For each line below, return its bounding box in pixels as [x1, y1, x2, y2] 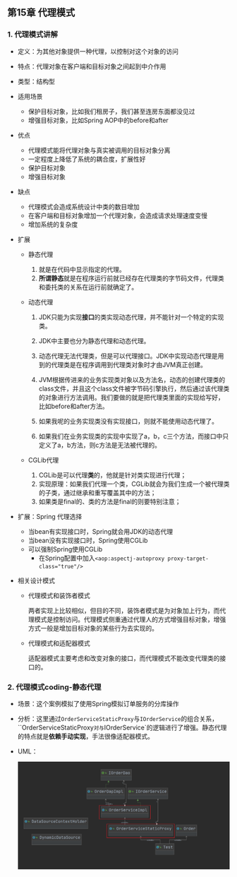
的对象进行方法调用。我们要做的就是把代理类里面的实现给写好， [38, 393, 224, 401]
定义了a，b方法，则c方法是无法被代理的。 [38, 441, 161, 449]
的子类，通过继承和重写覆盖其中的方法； [38, 488, 157, 496]
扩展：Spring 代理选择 [17, 512, 83, 520]
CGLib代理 [28, 455, 59, 464]
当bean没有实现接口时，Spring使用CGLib [28, 536, 148, 544]
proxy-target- [167, 555, 209, 562]
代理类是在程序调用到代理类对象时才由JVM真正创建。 [51, 360, 207, 369]
